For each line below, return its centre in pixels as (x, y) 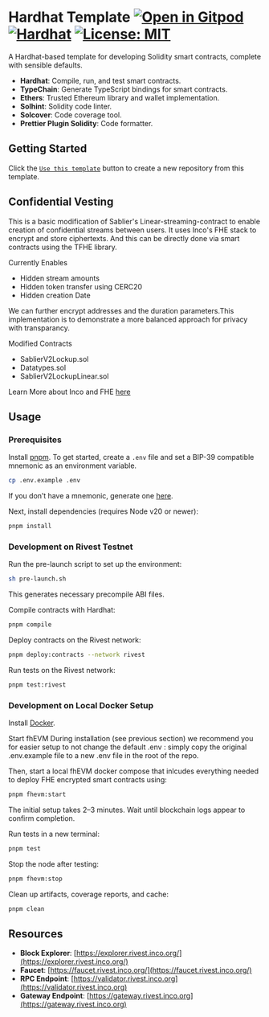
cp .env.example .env (45, 481)
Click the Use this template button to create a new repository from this (126, 168)
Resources (36, 934)
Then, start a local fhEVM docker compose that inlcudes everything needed (134, 771)
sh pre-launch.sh (37, 579)
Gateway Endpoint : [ (55, 996)
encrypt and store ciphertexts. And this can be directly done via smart (124, 238)
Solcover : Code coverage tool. (71, 115)
